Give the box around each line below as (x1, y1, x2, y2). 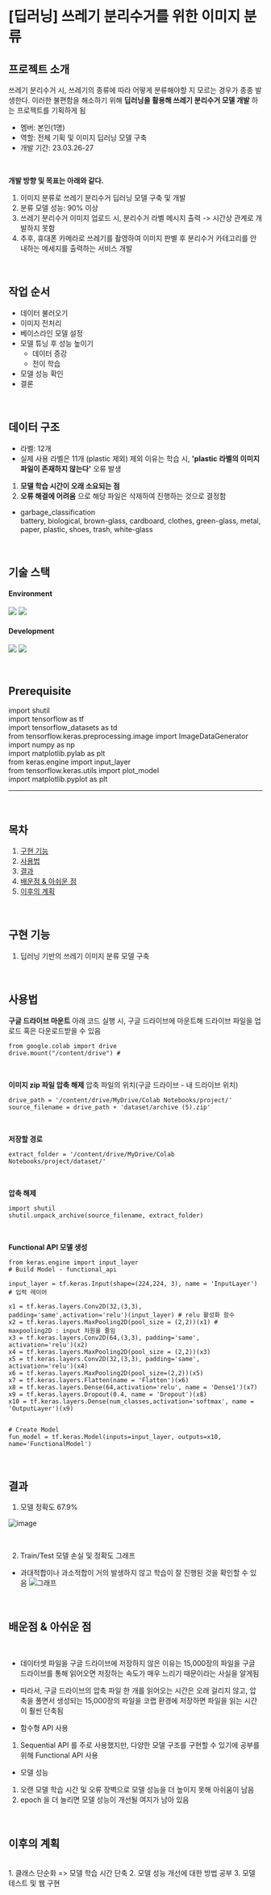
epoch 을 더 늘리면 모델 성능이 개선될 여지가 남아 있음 (19, 1795, 190, 1804)
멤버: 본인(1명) (19, 123, 66, 132)
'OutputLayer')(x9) (8, 1404, 74, 1412)
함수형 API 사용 (19, 1724, 69, 1733)
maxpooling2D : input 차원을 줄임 (8, 1326, 116, 1335)
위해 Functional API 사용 (19, 1750, 98, 1760)
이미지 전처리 (19, 318, 62, 328)
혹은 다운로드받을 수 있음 (23, 1026, 102, 1035)
